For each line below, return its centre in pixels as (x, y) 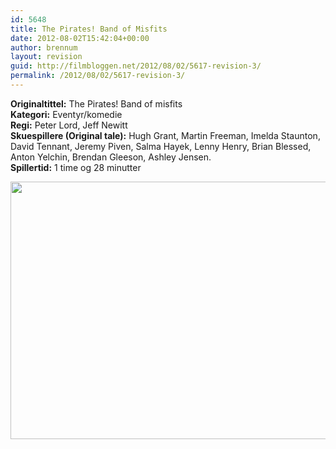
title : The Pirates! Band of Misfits (89, 29)
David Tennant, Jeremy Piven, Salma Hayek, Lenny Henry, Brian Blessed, (161, 146)
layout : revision (46, 57)
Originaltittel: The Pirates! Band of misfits (96, 103)
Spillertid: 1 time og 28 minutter (76, 167)
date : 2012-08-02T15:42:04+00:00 (80, 38)
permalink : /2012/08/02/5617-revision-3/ (98, 76)
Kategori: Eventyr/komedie (66, 114)
